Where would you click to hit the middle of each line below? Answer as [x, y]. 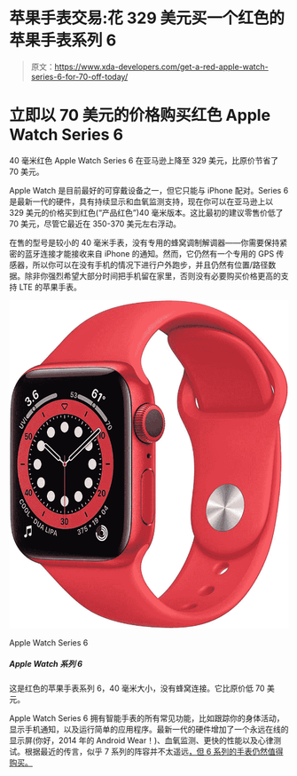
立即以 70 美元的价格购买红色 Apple [140, 115]
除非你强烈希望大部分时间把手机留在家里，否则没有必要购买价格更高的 [152, 275]
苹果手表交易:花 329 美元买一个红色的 [147, 18]
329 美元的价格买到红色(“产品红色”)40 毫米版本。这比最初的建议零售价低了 [146, 212]
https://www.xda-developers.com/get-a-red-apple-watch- [161, 67]
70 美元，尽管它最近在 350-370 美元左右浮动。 [95, 224]
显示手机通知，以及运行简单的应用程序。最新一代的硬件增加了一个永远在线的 [149, 729]
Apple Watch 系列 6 [46, 664]
